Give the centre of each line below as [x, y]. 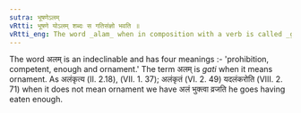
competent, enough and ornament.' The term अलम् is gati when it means [141, 69]
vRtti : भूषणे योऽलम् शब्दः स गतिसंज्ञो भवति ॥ [75, 26]
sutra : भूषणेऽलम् [34, 17]
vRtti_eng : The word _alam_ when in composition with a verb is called [146, 34]
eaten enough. [36, 100]
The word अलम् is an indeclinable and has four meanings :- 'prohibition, [139, 60]
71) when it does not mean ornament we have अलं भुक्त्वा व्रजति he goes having [147, 89]
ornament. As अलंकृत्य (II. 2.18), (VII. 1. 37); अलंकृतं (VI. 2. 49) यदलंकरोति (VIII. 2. [146, 79]
